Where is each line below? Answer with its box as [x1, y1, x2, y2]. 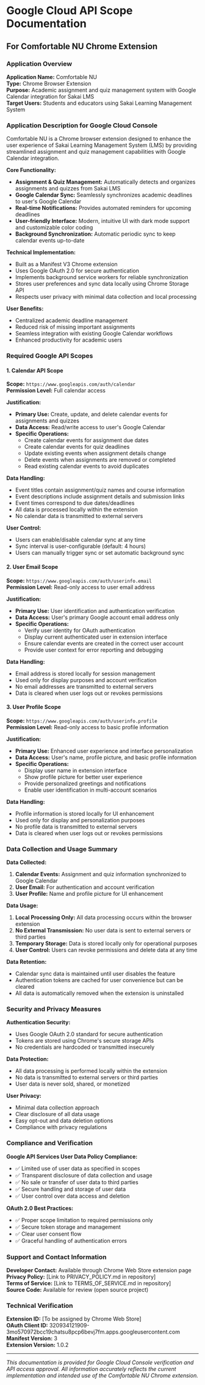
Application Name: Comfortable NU [6, 73, 98, 80]
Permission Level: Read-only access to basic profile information [6, 723, 169, 730]
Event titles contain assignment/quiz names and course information [15, 486, 185, 494]
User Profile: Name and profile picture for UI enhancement [15, 890, 164, 897]
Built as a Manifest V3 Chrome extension [15, 261, 118, 268]
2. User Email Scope [6, 563, 59, 570]
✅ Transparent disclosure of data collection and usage [15, 1171, 153, 1179]
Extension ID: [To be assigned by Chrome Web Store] [6, 1315, 142, 1323]
